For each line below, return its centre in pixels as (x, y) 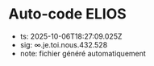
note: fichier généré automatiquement (83, 53)
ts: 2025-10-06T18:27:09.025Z (71, 36)
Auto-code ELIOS (67, 14)
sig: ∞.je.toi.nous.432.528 (64, 44)
